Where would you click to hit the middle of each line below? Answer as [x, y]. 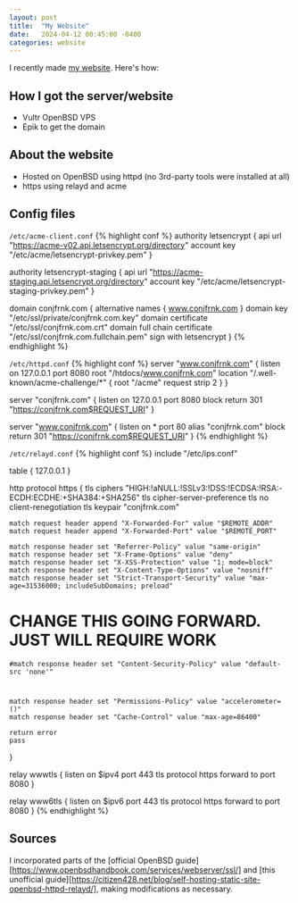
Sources [33, 839]
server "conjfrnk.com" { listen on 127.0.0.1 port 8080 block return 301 [136, 399]
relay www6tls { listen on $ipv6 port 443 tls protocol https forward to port [145, 801]
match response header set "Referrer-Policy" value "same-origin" [135, 547]
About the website [62, 155]
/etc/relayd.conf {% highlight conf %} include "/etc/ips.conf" [124, 453]
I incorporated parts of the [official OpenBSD [91, 860]
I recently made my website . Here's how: [84, 68]
